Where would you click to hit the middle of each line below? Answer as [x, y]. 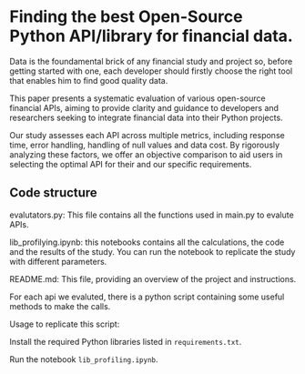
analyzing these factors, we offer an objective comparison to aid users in [146, 154]
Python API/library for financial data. [151, 36]
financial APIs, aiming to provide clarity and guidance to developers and [144, 107]
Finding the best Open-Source [126, 17]
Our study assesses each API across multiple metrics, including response [147, 135]
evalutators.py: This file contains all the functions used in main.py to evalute [152, 215]
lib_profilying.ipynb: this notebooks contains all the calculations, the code [147, 242]
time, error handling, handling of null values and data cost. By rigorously [145, 145]
